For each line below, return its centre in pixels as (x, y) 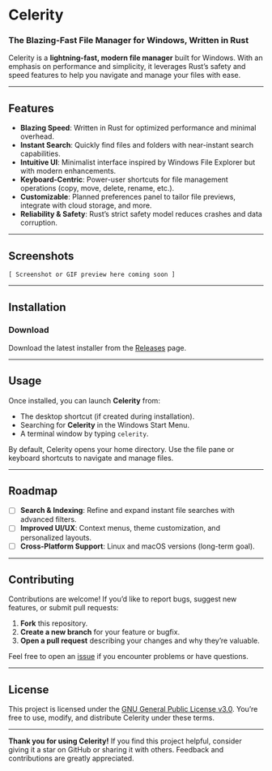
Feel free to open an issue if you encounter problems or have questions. (128, 657)
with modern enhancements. (68, 171)
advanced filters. (48, 519)
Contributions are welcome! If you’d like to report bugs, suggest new (123, 599)
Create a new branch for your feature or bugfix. (100, 632)
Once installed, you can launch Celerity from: (84, 400)
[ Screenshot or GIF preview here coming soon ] (92, 275)
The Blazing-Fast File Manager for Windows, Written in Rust (129, 41)
